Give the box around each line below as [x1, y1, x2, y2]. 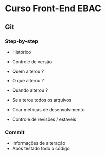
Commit [5, 129, 25, 136]
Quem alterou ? [12, 68, 44, 74]
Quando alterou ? [12, 87, 48, 93]
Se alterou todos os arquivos [12, 97, 71, 103]
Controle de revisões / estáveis [12, 116, 76, 122]
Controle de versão [12, 58, 52, 65]
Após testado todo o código [12, 145, 70, 152]
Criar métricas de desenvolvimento [12, 106, 85, 112]
